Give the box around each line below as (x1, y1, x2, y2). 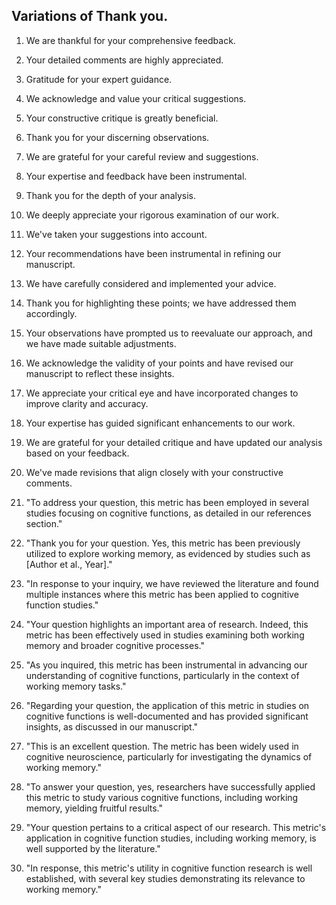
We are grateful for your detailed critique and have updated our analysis (25, 436, 323, 448)
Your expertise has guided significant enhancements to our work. (25, 417, 296, 429)
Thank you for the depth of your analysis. (25, 189, 197, 201)
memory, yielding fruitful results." (25, 802, 164, 814)
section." (25, 517, 63, 529)
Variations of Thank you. (11, 8, 169, 25)
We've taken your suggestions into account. (25, 228, 208, 240)
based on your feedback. (25, 447, 130, 459)
